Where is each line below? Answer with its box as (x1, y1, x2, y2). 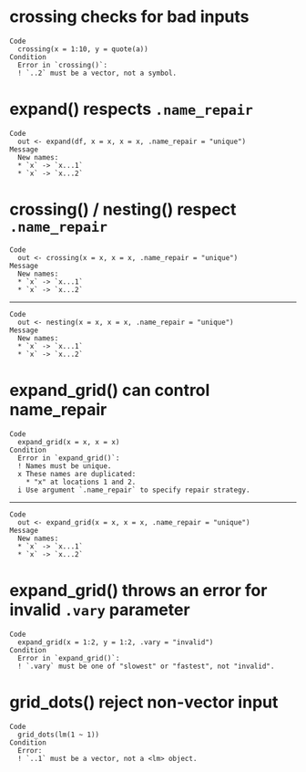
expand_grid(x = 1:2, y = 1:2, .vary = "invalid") (17, 637, 214, 647)
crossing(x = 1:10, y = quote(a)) (17, 44, 148, 54)
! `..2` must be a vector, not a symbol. (17, 68, 178, 78)
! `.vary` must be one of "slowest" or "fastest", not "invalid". (17, 662, 275, 671)
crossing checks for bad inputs (9, 6, 250, 27)
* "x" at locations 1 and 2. (25, 477, 137, 486)
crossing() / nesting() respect (9, 199, 237, 220)
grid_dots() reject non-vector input (9, 692, 279, 713)
